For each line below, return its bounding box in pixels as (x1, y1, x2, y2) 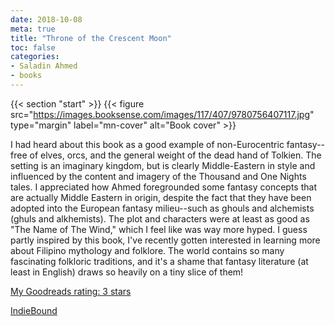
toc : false (10, 42, 56, 53)
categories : (10, 52, 60, 62)
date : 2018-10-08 (10, 14, 83, 25)
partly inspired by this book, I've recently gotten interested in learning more (10, 234, 321, 246)
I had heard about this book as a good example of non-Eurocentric (10, 138, 285, 150)
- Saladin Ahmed (10, 61, 78, 71)
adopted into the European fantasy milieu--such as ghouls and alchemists (10, 202, 315, 214)
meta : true (10, 24, 56, 34)
